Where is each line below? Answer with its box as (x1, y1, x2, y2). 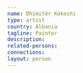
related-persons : (7, 42, 58, 49)
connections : (7, 49, 45, 56)
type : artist (7, 17, 45, 24)
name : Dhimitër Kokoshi (7, 10, 77, 17)
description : (7, 36, 45, 43)
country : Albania (7, 23, 58, 30)
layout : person (7, 56, 52, 63)
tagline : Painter (7, 29, 58, 37)
